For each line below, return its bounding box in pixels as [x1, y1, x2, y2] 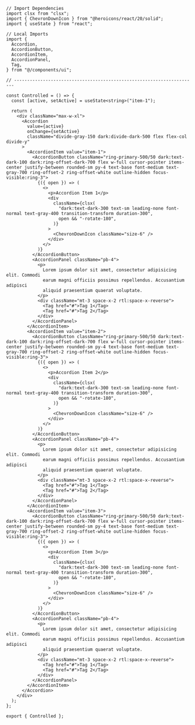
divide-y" [6, 139, 30, 145]
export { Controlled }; [6, 713, 64, 719]
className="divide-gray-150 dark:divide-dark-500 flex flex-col [27, 134, 187, 139]
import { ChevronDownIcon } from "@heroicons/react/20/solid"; [6, 16, 164, 22]
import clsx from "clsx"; [6, 11, 69, 16]
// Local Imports [6, 31, 49, 37]
